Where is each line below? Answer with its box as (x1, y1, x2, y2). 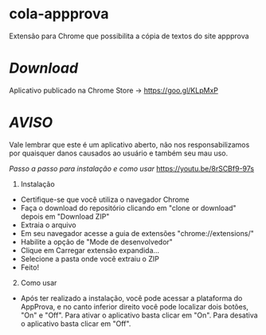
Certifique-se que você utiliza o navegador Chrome (20, 195, 190, 204)
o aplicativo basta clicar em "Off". (20, 318, 131, 328)
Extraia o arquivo (20, 220, 76, 230)
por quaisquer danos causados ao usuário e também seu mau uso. (9, 148, 229, 158)
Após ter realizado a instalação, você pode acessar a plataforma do (20, 293, 243, 303)
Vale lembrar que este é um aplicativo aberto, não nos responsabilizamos (9, 140, 250, 149)
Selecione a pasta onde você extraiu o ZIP (20, 254, 160, 263)
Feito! (20, 262, 39, 272)
